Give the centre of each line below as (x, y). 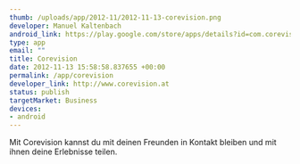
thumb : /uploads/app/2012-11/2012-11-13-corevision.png (115, 17)
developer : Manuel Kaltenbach (66, 26)
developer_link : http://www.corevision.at (89, 84)
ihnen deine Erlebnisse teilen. (63, 152)
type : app (28, 42)
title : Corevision (43, 59)
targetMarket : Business (54, 100)
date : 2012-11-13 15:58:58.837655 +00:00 (87, 68)
